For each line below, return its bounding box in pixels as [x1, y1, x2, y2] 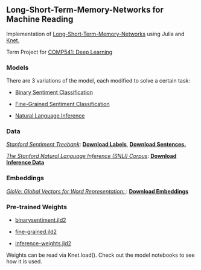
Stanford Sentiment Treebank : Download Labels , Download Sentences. [6, 141, 187, 148]
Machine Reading [6, 14, 74, 25]
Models [6, 63, 29, 72]
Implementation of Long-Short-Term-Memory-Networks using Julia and [6, 30, 185, 37]
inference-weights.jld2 [14, 240, 71, 246]
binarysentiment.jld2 [14, 216, 66, 224]
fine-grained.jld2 [14, 228, 57, 235]
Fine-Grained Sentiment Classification [14, 101, 110, 108]
